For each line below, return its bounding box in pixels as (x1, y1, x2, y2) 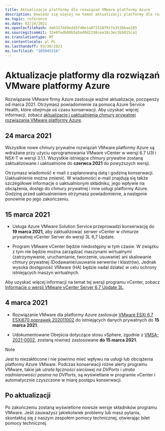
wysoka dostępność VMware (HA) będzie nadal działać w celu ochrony (12, 265, 157, 270)
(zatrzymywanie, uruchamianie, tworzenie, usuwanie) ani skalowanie (12, 254, 152, 260)
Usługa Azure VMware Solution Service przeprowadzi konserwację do (12, 224, 155, 230)
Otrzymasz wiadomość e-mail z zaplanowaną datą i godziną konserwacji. (5, 170, 154, 176)
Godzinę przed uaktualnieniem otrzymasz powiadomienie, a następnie (5, 191, 147, 197)
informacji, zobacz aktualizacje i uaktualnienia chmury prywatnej (5, 112, 136, 118)
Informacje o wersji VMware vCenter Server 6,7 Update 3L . (5, 284, 125, 291)
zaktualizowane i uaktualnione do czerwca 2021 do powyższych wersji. (5, 161, 150, 166)
